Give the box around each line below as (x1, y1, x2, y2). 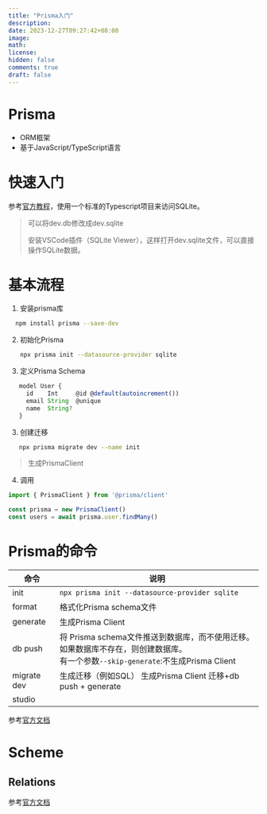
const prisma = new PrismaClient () (8, 506, 126, 514)
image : (8, 33, 30, 42)
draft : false (8, 71, 52, 79)
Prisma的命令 (8, 542, 98, 561)
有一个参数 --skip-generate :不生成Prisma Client (59, 656, 236, 666)
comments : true (8, 64, 59, 72)
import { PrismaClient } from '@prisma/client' (8, 491, 169, 499)
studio (12, 694, 36, 705)
